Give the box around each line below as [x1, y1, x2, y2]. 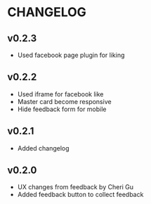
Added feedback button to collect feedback [17, 191, 144, 199]
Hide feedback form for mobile [17, 105, 107, 113]
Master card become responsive [17, 97, 112, 106]
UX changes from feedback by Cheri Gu [17, 183, 134, 191]
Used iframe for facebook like [17, 89, 104, 98]
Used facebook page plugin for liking [17, 51, 125, 59]
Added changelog [17, 144, 70, 152]
